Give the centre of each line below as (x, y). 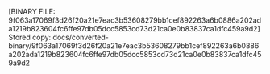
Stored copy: (30, 37)
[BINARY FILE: (32, 12)
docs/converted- (81, 37)
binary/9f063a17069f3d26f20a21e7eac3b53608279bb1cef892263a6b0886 (134, 46)
